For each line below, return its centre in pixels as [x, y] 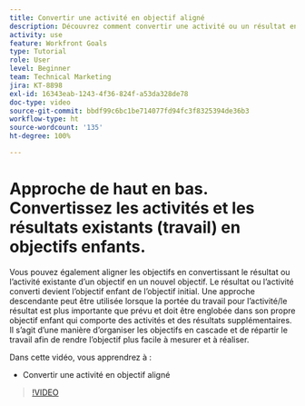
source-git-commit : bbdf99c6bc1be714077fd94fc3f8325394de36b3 [129, 111]
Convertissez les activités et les [132, 208]
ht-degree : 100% [40, 136]
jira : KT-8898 [36, 85]
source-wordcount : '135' [56, 128]
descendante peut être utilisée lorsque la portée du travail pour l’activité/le [148, 301]
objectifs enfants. [78, 247]
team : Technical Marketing [60, 77]
